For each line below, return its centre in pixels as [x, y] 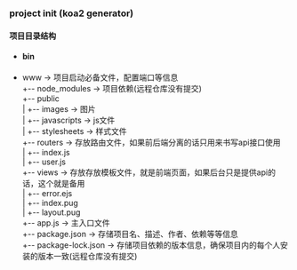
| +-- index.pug [50, 202]
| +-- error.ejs [47, 193]
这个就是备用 [61, 183]
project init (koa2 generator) [72, 13]
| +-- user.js [44, 162]
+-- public [41, 98]
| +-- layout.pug [51, 212]
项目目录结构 [32, 36]
